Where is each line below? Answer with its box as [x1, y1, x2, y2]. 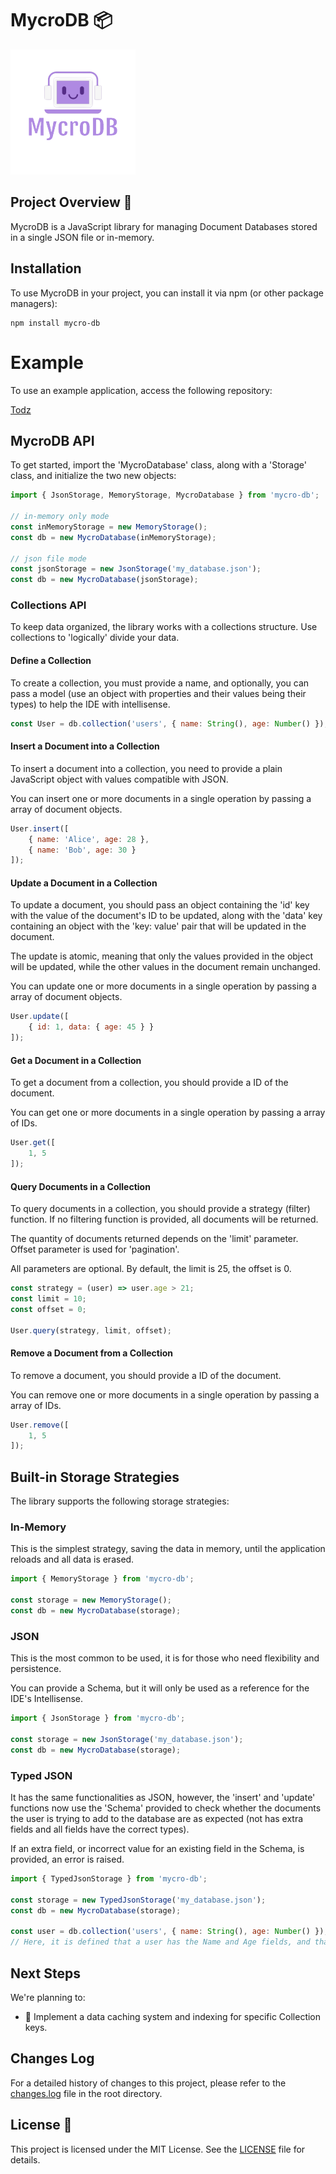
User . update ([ [10, 1012, 70, 1022]
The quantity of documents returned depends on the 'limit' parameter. [10, 1233, 299, 1245]
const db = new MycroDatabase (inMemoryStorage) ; [10, 532, 217, 542]
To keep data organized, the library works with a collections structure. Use [10, 621, 318, 633]
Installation [10, 260, 82, 277]
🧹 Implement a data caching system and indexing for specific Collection [24, 2010, 322, 2022]
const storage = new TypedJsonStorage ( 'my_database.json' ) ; [10, 1895, 267, 1905]
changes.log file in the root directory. [10, 2087, 163, 2099]
